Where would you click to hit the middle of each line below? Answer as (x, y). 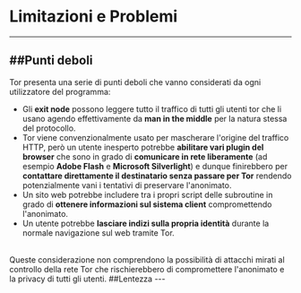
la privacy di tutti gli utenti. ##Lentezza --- (87, 279)
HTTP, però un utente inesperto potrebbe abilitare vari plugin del (143, 147)
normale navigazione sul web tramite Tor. (98, 233)
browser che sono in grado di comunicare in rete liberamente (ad (145, 156)
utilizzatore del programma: (60, 91)
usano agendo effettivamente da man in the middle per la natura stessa (155, 118)
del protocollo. (49, 128)
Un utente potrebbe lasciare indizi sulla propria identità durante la (146, 223)
